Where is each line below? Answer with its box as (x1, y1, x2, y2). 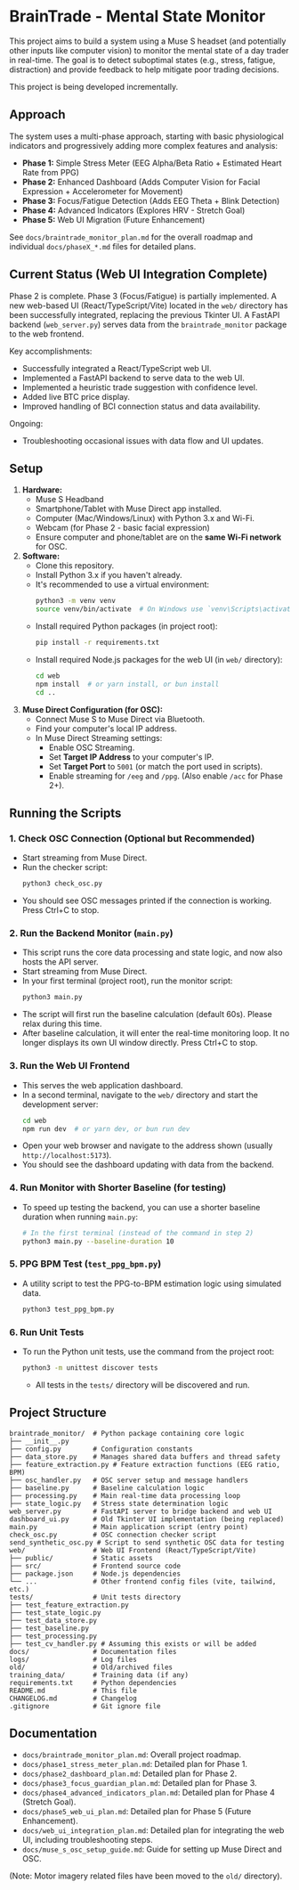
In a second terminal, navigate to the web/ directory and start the (21, 1089, 258, 1100)
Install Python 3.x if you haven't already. (35, 570, 182, 581)
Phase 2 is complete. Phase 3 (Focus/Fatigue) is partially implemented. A (9, 290, 278, 301)
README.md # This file (9, 1686, 138, 1695)
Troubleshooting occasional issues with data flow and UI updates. (21, 435, 264, 446)
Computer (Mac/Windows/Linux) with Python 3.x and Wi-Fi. (35, 513, 255, 524)
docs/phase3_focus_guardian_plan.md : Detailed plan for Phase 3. (21, 1778, 257, 1788)
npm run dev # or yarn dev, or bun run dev (21, 1124, 190, 1133)
